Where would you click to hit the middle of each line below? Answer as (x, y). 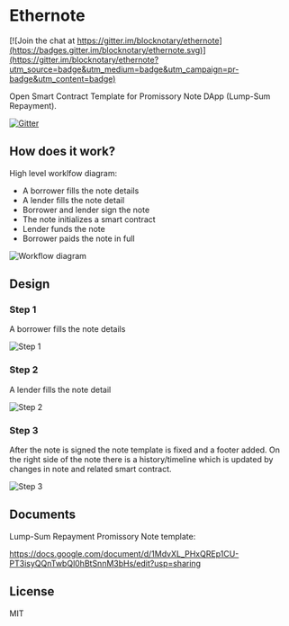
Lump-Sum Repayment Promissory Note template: (103, 536)
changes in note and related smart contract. (91, 469)
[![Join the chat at (42, 40)
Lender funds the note (63, 228)
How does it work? (63, 152)
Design (30, 284)
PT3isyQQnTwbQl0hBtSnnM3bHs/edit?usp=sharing (105, 563)
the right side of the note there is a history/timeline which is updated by (141, 460)
